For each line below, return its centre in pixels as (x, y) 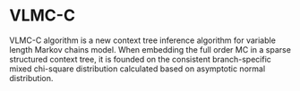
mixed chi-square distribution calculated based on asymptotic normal (137, 69)
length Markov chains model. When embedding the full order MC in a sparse (150, 49)
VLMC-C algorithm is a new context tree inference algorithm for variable (142, 40)
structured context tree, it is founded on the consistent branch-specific (140, 59)
